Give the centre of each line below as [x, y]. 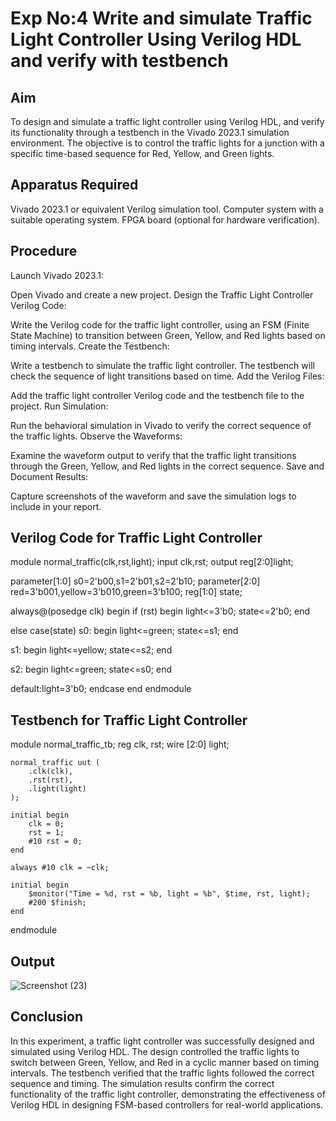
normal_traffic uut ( [55, 763]
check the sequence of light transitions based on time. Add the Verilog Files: [167, 376]
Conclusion [47, 1017]
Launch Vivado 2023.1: [57, 275]
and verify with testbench [119, 61]
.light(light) [57, 789]
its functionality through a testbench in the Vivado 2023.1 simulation [150, 132]
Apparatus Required [74, 185]
